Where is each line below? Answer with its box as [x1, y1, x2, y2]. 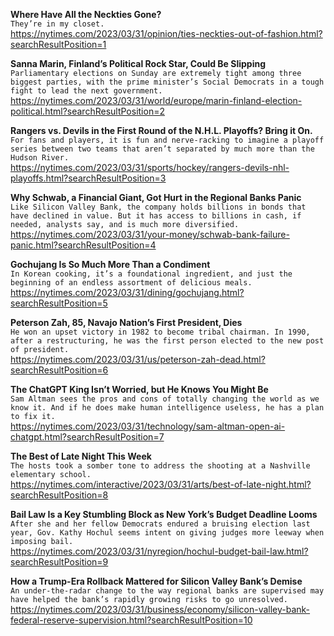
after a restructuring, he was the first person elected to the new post [10, 336, 325, 346]
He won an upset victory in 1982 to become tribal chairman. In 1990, [10, 327, 311, 337]
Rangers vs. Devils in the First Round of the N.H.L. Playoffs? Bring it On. [10, 125, 313, 136]
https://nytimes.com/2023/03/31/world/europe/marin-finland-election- [10, 95, 303, 106]
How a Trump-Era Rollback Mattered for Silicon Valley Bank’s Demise [10, 575, 303, 587]
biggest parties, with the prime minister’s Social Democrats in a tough [10, 77, 325, 87]
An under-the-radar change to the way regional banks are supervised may [10, 586, 325, 596]
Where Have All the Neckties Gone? [10, 9, 162, 20]
